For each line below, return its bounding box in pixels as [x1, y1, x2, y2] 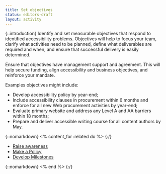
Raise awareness [12, 143, 48, 149]
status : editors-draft [5, 12, 53, 17]
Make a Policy [12, 149, 42, 155]
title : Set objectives [5, 7, 53, 13]
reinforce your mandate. [5, 72, 55, 78]
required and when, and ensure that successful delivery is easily [5, 46, 139, 53]
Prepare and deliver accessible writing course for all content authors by [12, 119, 161, 125]
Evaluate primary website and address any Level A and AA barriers [12, 108, 151, 114]
